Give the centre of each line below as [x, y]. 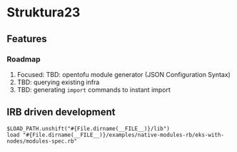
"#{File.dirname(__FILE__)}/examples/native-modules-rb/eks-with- [123, 135]
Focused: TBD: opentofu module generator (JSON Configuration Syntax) [124, 74]
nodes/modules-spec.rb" [42, 141]
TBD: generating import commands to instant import [94, 89]
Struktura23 [44, 12]
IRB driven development [61, 112]
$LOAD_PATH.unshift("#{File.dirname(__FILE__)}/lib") [89, 128]
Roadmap [24, 59]
